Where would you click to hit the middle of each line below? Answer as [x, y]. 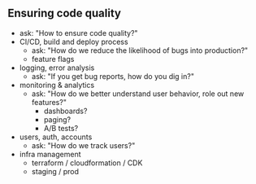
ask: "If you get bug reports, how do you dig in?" [113, 76]
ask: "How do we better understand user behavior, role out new [138, 94]
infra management [50, 154]
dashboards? [65, 111]
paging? [57, 119]
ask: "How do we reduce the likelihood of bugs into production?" [140, 50]
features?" [49, 102]
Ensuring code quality [64, 13]
